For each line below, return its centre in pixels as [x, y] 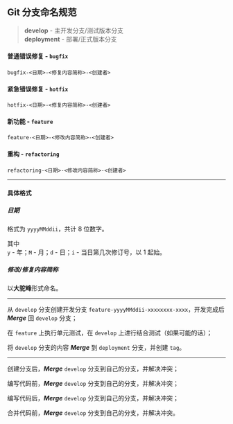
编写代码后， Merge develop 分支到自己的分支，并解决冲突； [93, 398]
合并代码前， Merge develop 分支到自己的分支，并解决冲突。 [93, 413]
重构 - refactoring [33, 154]
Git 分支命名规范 [42, 12]
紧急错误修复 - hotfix [38, 89]
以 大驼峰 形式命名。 [35, 288]
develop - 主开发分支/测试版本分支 [74, 30]
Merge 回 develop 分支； [42, 318]
